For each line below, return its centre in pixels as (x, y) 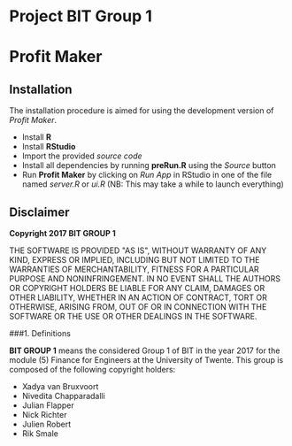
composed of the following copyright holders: (92, 369)
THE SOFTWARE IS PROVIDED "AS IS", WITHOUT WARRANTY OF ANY (138, 250)
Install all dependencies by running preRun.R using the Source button (149, 165)
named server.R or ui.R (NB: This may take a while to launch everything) (153, 184)
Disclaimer (39, 212)
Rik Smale (40, 434)
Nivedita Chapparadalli (64, 396)
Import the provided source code (82, 156)
